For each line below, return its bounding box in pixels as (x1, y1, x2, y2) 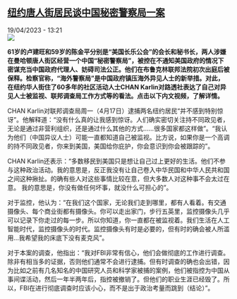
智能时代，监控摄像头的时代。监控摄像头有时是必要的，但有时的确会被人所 (7, 224, 224, 233)
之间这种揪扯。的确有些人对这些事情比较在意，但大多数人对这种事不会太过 (7, 174, 224, 183)
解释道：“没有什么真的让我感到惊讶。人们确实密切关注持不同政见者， (28, 115, 229, 123)
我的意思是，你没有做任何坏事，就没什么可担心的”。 (20, 183, 173, 192)
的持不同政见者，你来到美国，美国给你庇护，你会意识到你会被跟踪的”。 (7, 142, 214, 150)
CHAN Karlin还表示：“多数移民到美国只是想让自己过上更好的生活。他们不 (7, 157, 220, 165)
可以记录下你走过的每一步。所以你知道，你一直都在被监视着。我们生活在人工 (7, 216, 230, 224)
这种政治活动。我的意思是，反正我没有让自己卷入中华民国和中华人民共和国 (13, 165, 230, 174)
